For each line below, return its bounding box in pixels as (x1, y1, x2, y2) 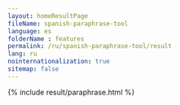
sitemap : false (7, 65, 59, 73)
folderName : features (7, 34, 85, 43)
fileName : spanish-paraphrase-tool (7, 20, 129, 28)
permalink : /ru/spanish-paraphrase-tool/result (7, 42, 173, 50)
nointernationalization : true (7, 58, 111, 66)
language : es (7, 27, 52, 35)
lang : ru (7, 50, 37, 58)
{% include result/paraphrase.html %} (7, 87, 135, 97)
